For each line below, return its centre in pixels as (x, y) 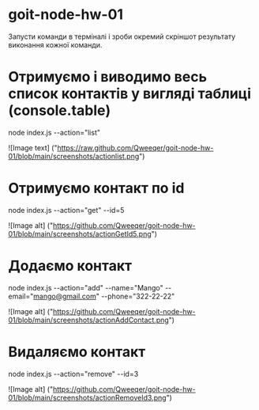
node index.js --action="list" (54, 132)
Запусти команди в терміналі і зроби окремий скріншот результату (122, 36)
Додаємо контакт (70, 266)
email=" (21, 296)
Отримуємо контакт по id (96, 188)
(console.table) (60, 110)
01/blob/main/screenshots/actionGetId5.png (80, 233)
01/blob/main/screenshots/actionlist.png (74, 156)
